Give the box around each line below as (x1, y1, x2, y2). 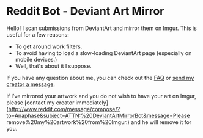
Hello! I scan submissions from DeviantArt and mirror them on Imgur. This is (6, 24, 197, 32)
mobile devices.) (15, 56, 57, 63)
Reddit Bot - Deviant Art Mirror (6, 4, 164, 18)
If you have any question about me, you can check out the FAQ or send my (6, 74, 194, 81)
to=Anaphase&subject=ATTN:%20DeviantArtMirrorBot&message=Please (6, 112, 191, 119)
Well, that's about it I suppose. (15, 62, 92, 70)
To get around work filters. (15, 43, 83, 50)
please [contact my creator (6, 99, 75, 106)
